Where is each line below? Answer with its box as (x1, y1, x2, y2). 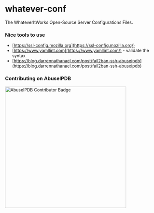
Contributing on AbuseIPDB (5, 75, 71, 82)
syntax (12, 53, 26, 59)
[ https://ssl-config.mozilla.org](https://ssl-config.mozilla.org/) (12, 43, 135, 48)
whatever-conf (5, 3, 67, 15)
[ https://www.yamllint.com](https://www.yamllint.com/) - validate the (12, 47, 150, 54)
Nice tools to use (5, 31, 45, 38)
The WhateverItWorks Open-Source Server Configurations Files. (5, 19, 133, 25)
